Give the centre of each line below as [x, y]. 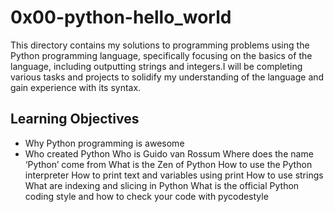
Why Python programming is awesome [104, 143]
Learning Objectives [75, 119]
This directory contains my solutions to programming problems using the [160, 45]
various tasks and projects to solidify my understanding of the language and [167, 77]
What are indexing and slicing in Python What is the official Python [162, 185]
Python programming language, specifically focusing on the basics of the [161, 55]
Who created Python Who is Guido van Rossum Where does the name [169, 153]
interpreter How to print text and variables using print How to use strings [174, 175]
